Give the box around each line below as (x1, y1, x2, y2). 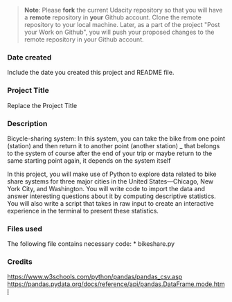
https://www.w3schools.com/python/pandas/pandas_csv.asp (7, 273, 183, 281)
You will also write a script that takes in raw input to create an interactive (7, 199, 214, 207)
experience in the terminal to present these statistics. (7, 206, 159, 215)
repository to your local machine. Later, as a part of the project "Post (24, 21, 220, 28)
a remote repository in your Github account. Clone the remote (24, 13, 202, 21)
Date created (7, 52, 52, 62)
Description (7, 118, 48, 128)
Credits (7, 257, 33, 267)
